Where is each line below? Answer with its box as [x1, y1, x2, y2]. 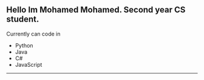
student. [6, 14, 39, 25]
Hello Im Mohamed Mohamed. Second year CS [6, 5, 186, 15]
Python [15, 42, 33, 49]
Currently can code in [6, 30, 61, 37]
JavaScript [15, 61, 42, 68]
